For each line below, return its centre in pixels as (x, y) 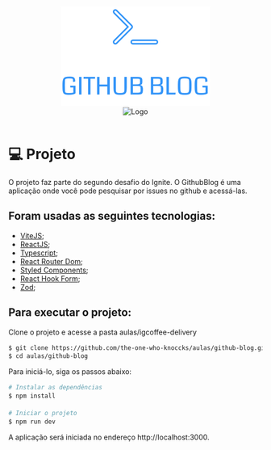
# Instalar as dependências (56, 388)
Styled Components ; (54, 270)
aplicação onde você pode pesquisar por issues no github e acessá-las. (128, 191)
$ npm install (32, 396)
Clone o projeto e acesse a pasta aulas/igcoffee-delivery (103, 332)
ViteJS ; (32, 235)
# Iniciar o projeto (43, 413)
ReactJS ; (35, 244)
